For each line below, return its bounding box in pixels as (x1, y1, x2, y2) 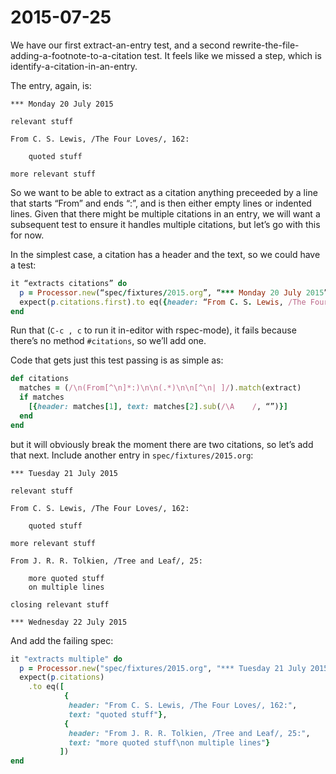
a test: (10, 259, 37, 271)
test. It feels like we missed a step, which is (143, 49, 322, 61)
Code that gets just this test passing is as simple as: (10, 354, 224, 366)
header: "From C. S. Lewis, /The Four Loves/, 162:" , (68, 701, 298, 711)
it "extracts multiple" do (10, 654, 123, 664)
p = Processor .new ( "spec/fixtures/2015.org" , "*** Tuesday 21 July (19, 663, 307, 673)
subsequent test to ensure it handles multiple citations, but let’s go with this (10, 218, 321, 230)
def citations (10, 374, 70, 384)
